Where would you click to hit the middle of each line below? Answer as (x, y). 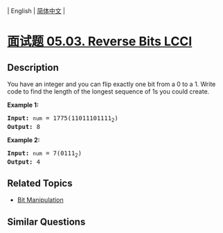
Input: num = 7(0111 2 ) (44, 154)
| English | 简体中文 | (36, 11)
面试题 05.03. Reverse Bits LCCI (100, 42)
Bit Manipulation (40, 200)
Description (33, 68)
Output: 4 (24, 162)
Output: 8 (24, 127)
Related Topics (40, 183)
